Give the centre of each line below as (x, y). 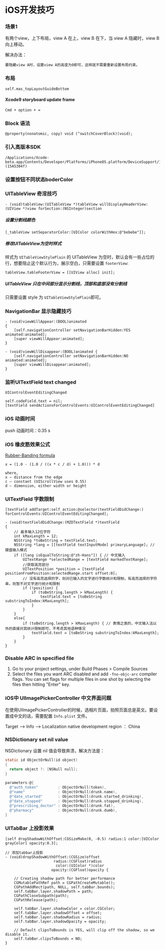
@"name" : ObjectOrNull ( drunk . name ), (64, 792)
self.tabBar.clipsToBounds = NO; (48, 939)
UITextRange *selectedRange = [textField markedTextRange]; (85, 560)
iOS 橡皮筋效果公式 (28, 444)
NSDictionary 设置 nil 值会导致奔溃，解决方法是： (55, 751)
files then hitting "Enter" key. (41, 685)
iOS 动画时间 (20, 419)
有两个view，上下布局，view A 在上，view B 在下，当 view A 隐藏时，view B (82, 38)
